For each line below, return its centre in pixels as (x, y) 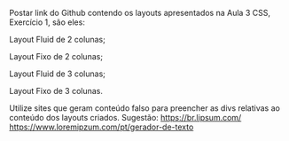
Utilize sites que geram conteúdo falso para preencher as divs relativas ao (145, 108)
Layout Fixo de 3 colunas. (56, 91)
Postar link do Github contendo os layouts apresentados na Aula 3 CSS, (140, 13)
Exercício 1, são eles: (47, 22)
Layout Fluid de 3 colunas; (58, 74)
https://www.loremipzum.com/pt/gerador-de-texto (102, 127)
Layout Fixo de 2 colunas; (56, 56)
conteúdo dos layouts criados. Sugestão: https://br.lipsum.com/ (125, 117)
